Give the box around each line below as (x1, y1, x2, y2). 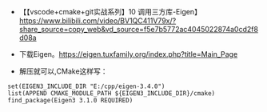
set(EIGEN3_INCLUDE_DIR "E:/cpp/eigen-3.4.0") (7, 82, 165, 90)
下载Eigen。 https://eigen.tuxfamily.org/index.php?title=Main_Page (18, 50, 238, 58)
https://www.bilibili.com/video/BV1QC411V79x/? (18, 16, 177, 26)
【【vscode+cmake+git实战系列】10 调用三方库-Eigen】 (18, 7, 201, 16)
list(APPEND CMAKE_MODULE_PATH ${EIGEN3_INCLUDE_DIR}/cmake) (7, 90, 216, 98)
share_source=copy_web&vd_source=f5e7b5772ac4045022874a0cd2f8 (18, 25, 259, 34)
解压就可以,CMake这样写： (18, 66, 109, 76)
